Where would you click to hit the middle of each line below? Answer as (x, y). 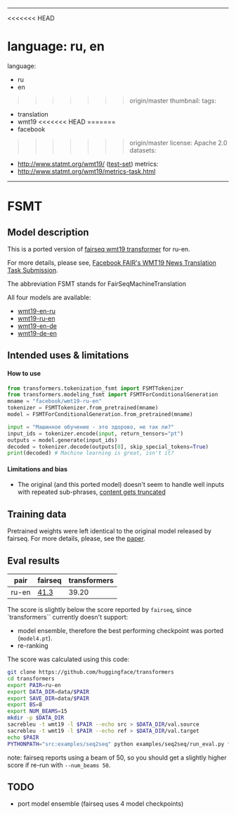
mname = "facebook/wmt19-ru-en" (54, 401)
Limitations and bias (38, 469)
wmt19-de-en (37, 333)
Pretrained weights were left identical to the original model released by (110, 531)
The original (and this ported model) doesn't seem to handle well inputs (121, 485)
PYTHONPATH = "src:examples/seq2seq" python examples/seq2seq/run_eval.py (116, 744)
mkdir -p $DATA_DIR (36, 718)
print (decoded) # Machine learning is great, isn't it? (91, 453)
